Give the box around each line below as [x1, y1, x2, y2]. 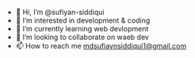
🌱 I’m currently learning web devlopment [15, 24, 149, 33]
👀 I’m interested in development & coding [15, 16, 151, 25]
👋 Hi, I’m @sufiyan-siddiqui [15, 8, 105, 16]
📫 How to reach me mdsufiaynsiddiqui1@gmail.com [15, 42, 187, 50]
